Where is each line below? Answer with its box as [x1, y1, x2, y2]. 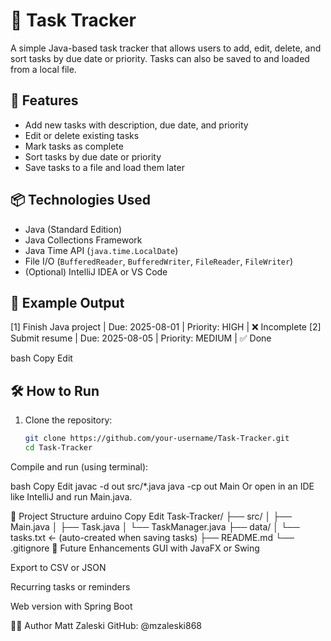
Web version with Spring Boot [10, 600, 133, 612]
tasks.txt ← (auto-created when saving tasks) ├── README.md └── [10, 531, 295, 543]
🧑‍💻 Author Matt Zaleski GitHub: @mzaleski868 [10, 619, 202, 631]
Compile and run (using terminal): [10, 460, 149, 473]
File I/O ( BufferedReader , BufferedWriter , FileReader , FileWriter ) [24, 255, 294, 267]
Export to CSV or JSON [10, 561, 107, 573]
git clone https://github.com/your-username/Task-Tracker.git [24, 434, 290, 444]
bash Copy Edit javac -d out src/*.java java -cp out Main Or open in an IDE [10, 480, 315, 492]
